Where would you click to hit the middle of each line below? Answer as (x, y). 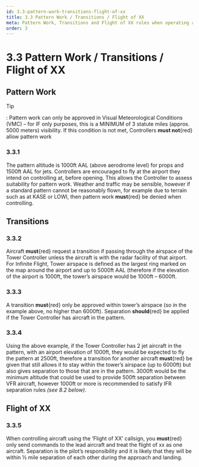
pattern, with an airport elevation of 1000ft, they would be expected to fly (95, 352)
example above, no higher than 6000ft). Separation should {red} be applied (98, 311)
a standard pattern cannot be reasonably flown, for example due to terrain (97, 190)
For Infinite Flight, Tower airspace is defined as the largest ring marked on (96, 264)
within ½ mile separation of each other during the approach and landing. (94, 457)
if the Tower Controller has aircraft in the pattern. (66, 317)
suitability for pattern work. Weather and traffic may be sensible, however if (98, 184)
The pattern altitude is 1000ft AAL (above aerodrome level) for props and (95, 165)
